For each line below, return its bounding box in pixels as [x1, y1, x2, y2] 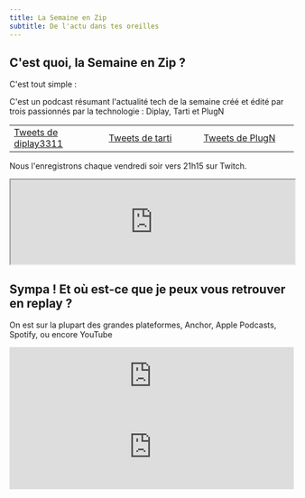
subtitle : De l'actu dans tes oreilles [9, 22, 160, 31]
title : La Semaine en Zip [9, 13, 106, 23]
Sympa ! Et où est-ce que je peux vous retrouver [9, 281, 286, 297]
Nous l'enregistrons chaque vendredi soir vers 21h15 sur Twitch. [9, 161, 247, 171]
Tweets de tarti [108, 132, 172, 144]
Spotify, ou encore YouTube [9, 329, 113, 340]
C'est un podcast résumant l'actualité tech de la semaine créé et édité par [9, 97, 284, 107]
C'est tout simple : [9, 78, 78, 90]
